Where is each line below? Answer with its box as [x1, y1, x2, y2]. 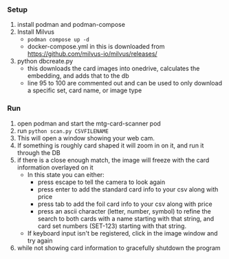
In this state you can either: [27, 170, 105, 178]
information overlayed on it [17, 163, 94, 172]
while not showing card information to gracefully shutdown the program [17, 243, 221, 252]
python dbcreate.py [17, 57, 74, 65]
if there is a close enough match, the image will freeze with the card [17, 156, 210, 164]
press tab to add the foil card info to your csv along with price [37, 200, 212, 208]
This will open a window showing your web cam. [17, 134, 155, 142]
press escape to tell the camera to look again [37, 178, 166, 186]
